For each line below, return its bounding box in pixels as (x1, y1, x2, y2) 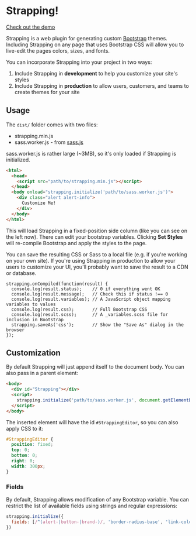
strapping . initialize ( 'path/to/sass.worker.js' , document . (16, 397, 163, 403)
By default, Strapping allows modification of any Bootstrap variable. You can (6, 496, 190, 503)
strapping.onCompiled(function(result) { (6, 281, 108, 287)
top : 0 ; (11, 447, 30, 453)
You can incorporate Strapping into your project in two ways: (6, 59, 152, 66)
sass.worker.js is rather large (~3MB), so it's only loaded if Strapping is (6, 150, 177, 157)
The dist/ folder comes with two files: (6, 121, 98, 128)
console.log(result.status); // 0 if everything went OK (11, 286, 160, 292)
